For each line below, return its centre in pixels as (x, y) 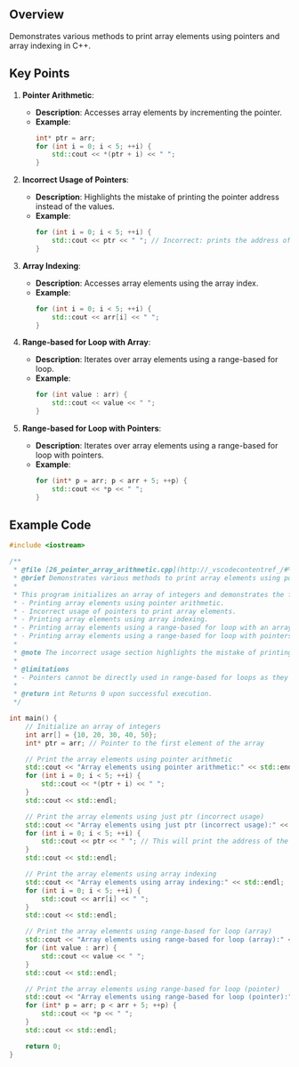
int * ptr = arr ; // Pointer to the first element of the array (145, 743)
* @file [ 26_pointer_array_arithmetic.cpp (93, 570)
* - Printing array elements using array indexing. (111, 619)
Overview (37, 15)
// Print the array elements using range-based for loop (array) (149, 932)
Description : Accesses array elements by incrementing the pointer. (159, 112)
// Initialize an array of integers (93, 726)
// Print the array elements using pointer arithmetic (129, 759)
